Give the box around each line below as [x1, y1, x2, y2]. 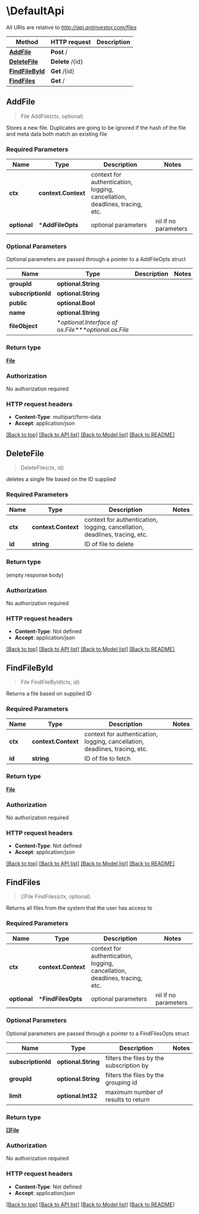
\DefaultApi [6, 4, 65, 18]
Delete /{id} [50, 57, 83, 66]
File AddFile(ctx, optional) [20, 113, 84, 120]
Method [15, 37, 38, 46]
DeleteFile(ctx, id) [20, 464, 64, 472]
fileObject [9, 322, 38, 330]
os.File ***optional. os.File [56, 326, 129, 334]
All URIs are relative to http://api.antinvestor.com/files [6, 24, 137, 31]
